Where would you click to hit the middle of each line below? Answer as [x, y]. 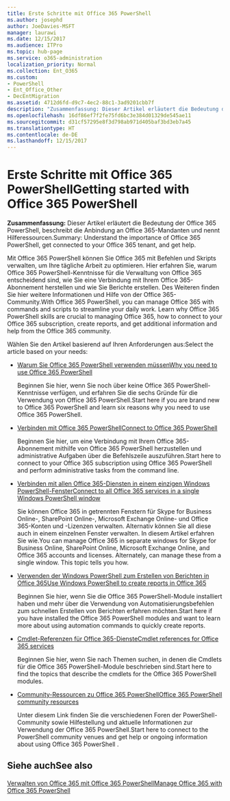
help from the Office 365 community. [59, 331]
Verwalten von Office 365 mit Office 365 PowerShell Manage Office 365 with [115, 783]
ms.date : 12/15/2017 [37, 39]
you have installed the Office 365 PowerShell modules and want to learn [119, 619]
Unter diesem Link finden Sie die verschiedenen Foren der [99, 715]
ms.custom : [23, 77]
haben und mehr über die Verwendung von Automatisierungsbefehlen [115, 603]
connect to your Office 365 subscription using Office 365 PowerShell [114, 463]
